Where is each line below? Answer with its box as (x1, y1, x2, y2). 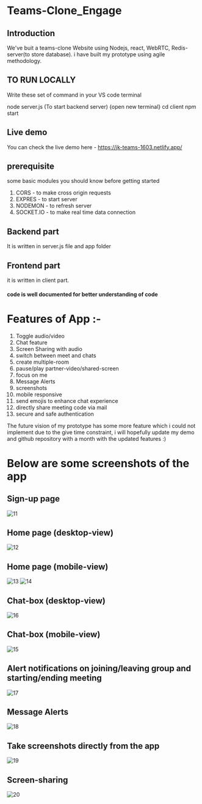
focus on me (15, 371, 48, 378)
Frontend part (7, 260, 60, 271)
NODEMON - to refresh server (15, 202, 92, 210)
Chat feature (15, 339, 48, 346)
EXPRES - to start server (15, 196, 78, 203)
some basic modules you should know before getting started (7, 177, 160, 185)
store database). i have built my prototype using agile (31, 51, 165, 58)
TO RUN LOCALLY (7, 75, 76, 86)
